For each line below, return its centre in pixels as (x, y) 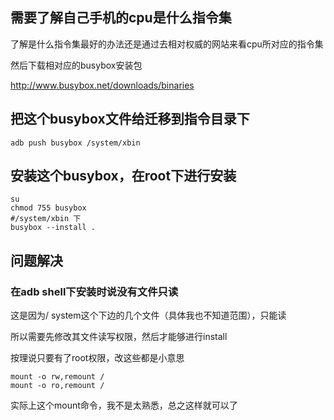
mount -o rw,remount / (57, 377)
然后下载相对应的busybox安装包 (76, 65)
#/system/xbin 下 (46, 219)
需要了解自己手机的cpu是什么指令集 (121, 18)
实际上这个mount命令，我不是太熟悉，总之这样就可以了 (124, 405)
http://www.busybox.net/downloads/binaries (102, 85)
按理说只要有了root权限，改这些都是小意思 (97, 358)
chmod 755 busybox (48, 208)
